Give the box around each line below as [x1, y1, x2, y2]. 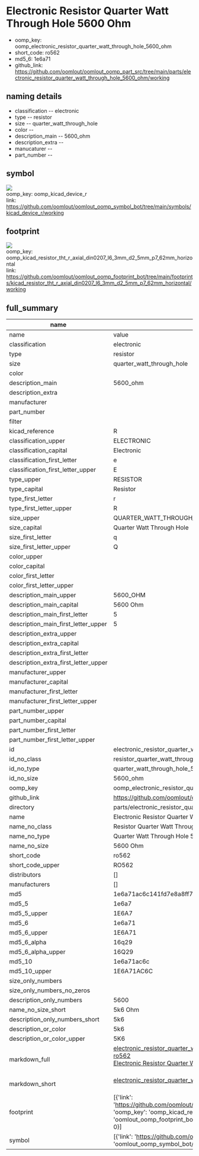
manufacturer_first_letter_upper [9, 697, 97, 706]
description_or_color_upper [9, 1034, 85, 1043]
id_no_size [9, 774, 38, 783]
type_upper [9, 475, 41, 484]
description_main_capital [9, 601, 79, 609]
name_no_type [9, 832, 50, 840]
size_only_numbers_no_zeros [9, 986, 91, 995]
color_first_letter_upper [9, 582, 74, 590]
